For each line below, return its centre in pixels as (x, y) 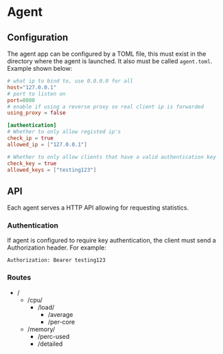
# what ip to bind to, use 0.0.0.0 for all (70, 81)
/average (60, 314)
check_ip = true (30, 138)
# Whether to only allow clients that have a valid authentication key (111, 157)
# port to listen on (37, 93)
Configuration (38, 37)
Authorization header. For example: (57, 247)
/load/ (46, 307)
